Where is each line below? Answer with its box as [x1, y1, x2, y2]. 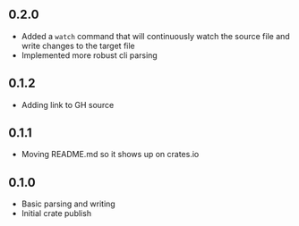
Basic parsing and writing [21, 198, 115, 209]
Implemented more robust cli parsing [21, 49, 158, 61]
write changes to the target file [21, 40, 135, 51]
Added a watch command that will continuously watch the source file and [21, 30, 290, 41]
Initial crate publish [21, 208, 91, 219]
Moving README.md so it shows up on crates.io [21, 149, 200, 160]
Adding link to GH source [21, 99, 115, 110]
